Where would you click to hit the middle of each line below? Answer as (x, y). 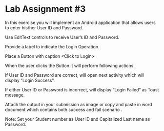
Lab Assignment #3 (45, 9)
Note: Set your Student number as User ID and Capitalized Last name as (78, 119)
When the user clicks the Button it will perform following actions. (70, 65)
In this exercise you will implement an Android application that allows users (81, 22)
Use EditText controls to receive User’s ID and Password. (62, 37)
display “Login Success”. (30, 80)
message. (15, 95)
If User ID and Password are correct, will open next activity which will (75, 75)
